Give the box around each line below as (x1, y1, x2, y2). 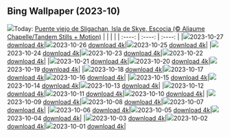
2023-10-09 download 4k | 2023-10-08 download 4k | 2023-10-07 (7, 97, 204, 105)
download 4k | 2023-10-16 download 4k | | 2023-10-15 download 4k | (7, 73, 210, 82)
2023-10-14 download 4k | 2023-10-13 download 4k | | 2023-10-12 (7, 82, 204, 90)
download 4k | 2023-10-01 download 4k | (7, 122, 126, 130)
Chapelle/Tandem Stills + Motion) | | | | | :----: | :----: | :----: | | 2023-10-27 (7, 32, 224, 40)
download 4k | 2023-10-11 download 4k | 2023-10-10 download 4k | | (7, 89, 209, 98)
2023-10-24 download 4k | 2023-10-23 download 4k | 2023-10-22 (7, 49, 204, 57)
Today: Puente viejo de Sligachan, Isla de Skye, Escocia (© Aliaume (14, 24, 205, 33)
